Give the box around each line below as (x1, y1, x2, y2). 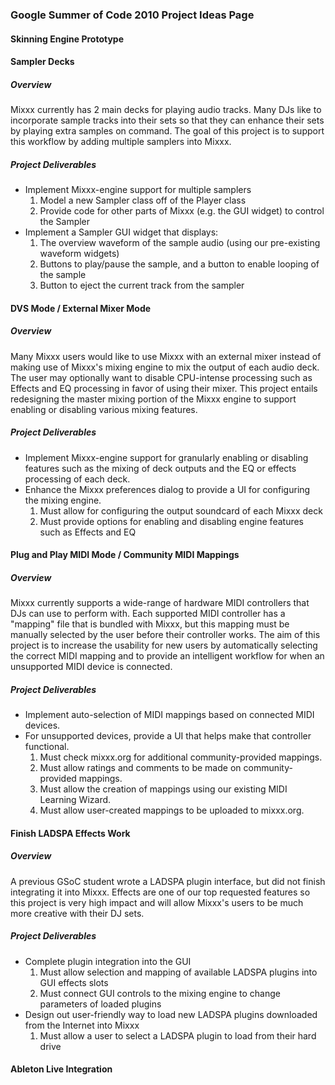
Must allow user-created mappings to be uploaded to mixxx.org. (39, 804, 305, 817)
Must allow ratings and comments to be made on (39, 762, 242, 774)
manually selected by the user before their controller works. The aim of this (10, 629, 321, 641)
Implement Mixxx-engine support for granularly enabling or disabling (24, 451, 309, 463)
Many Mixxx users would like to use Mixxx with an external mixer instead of (10, 350, 322, 362)
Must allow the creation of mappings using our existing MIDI (39, 783, 288, 795)
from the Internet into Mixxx (24, 1019, 140, 1031)
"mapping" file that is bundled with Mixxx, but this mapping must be (10, 618, 290, 630)
